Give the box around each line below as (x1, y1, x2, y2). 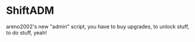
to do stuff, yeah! (6, 29, 47, 36)
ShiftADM (6, 4, 54, 17)
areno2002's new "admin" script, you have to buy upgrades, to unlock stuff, (6, 23, 190, 30)
